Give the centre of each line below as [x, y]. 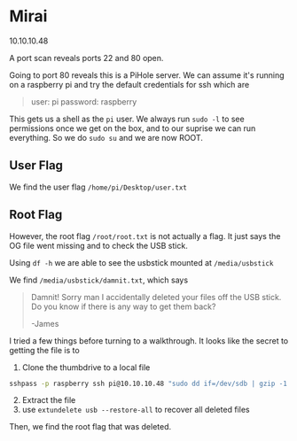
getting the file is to [44, 350]
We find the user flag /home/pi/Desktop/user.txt [98, 187]
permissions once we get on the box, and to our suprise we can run [133, 128]
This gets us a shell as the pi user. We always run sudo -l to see [127, 119]
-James [45, 323]
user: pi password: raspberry [84, 101]
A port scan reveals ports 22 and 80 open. [86, 58]
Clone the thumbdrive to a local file [86, 367]
